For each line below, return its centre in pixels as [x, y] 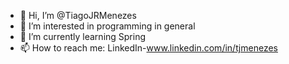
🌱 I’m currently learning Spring [83, 36]
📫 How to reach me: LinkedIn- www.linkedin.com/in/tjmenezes [148, 48]
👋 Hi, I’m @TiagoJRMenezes [78, 15]
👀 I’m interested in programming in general [107, 26]
